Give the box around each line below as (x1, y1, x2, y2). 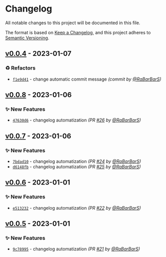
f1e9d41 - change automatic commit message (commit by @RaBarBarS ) (12, 76, 162, 82)
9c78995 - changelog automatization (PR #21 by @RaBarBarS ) (12, 246, 140, 252)
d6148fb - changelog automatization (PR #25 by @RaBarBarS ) (12, 164, 141, 169)
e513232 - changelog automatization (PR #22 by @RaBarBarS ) (12, 205, 141, 211)
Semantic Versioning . (5, 35, 49, 41)
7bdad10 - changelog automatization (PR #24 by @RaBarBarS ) (12, 158, 141, 164)
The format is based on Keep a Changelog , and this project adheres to (5, 29, 151, 35)
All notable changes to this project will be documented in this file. (5, 20, 141, 26)
